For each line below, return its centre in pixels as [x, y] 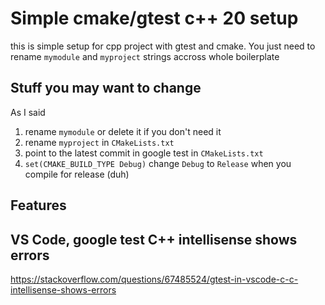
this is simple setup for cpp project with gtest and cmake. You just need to [163, 46]
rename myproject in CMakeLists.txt [99, 142]
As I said [28, 112]
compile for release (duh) [77, 174]
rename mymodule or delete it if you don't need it [123, 131]
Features [38, 205]
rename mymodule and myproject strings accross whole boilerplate [145, 56]
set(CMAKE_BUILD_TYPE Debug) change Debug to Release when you [158, 163]
